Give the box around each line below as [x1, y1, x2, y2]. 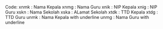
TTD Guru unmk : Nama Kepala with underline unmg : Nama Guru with [5, 14, 150, 20]
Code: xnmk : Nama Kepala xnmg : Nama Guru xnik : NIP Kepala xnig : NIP [5, 4, 158, 10]
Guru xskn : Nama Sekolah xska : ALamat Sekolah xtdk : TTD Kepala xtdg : [5, 9, 158, 15]
